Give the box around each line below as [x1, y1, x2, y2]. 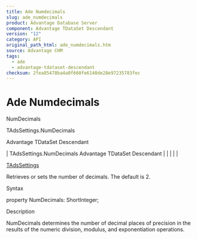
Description [6, 208, 35, 215]
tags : [6, 53, 20, 59]
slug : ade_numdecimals [6, 14, 63, 20]
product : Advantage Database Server [6, 20, 98, 26]
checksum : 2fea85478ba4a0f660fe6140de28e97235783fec [6, 70, 141, 76]
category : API [6, 36, 42, 42]
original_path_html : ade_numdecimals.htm [6, 42, 111, 48]
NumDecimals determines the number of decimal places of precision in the [6, 219, 191, 227]
